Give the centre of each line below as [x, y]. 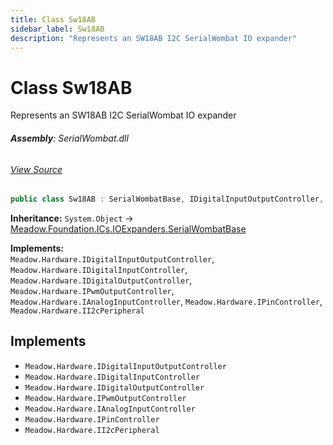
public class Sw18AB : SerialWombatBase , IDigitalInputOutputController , [167, 199]
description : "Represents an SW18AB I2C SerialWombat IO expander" [154, 38]
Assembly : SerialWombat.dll [69, 138]
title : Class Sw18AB [53, 19]
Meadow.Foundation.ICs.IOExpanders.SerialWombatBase [128, 229]
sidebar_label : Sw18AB [57, 29]
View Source [36, 169]
